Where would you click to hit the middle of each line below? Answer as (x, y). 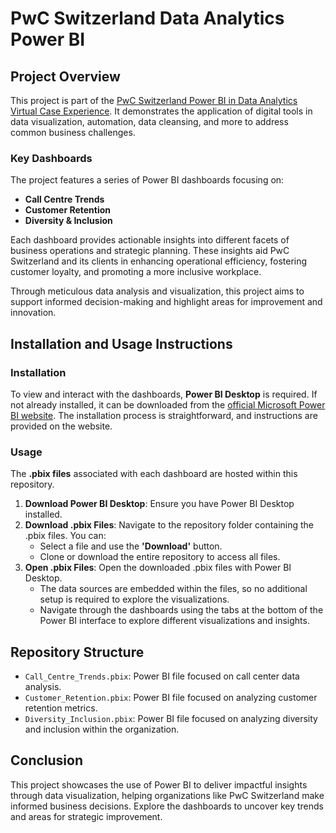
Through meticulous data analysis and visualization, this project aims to (157, 291)
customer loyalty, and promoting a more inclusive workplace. (136, 272)
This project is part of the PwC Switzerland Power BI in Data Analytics (154, 100)
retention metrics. (61, 708)
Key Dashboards (51, 158)
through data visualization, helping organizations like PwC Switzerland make (167, 795)
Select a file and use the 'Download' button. (131, 546)
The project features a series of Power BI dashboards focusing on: (147, 180)
